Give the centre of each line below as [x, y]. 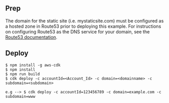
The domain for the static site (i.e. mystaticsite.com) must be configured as [84, 20]
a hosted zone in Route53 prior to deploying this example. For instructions [83, 26]
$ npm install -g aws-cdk [33, 65]
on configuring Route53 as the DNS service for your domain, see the [78, 32]
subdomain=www [20, 96]
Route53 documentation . [31, 37]
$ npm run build [23, 74]
